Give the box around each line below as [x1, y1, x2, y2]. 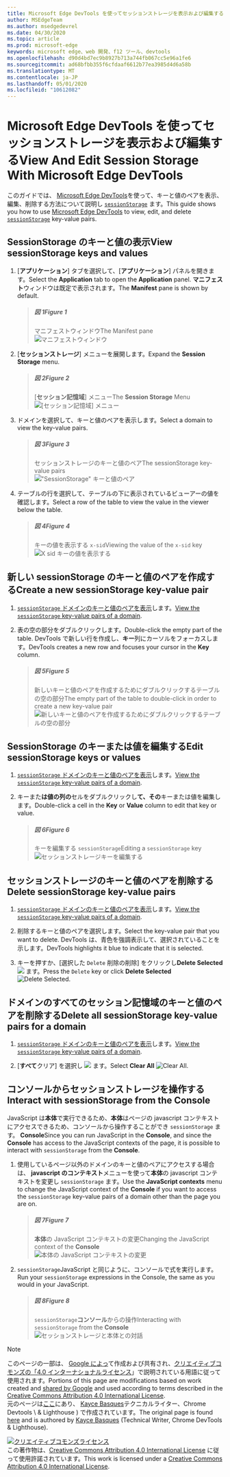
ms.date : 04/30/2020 [7, 29, 66, 36]
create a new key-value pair [34, 701, 113, 710]
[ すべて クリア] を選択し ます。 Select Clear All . [16, 1061, 189, 1069]
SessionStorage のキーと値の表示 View [7, 236, 173, 248]
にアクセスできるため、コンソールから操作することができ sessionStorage [7, 1122, 214, 1130]
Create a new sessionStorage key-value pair [16, 584, 209, 596]
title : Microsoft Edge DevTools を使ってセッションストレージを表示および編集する [7, 10, 225, 17]
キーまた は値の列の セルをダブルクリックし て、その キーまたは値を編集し [16, 793, 221, 801]
